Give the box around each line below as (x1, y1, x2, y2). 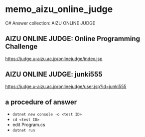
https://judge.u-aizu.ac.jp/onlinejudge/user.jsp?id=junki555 (5, 83, 127, 89)
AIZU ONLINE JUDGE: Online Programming (5, 34, 141, 43)
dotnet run (12, 128, 35, 133)
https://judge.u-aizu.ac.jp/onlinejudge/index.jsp (5, 55, 103, 61)
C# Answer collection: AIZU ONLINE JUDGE (5, 20, 96, 26)
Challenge (5, 42, 38, 51)
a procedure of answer (5, 97, 77, 106)
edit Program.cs (12, 121, 46, 128)
